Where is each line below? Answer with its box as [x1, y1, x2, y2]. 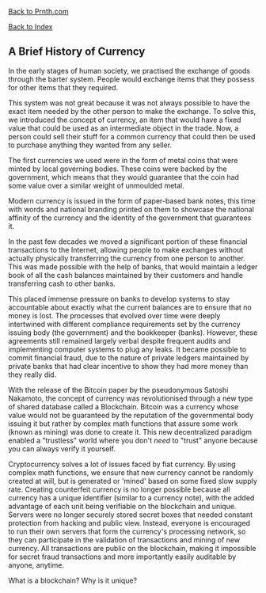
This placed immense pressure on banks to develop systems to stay [8, 294, 230, 303]
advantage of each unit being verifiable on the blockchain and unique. [8, 501, 237, 511]
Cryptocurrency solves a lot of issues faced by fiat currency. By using [8, 459, 236, 469]
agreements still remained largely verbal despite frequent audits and [8, 336, 231, 345]
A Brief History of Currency [8, 45, 146, 59]
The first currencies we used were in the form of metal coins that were [8, 155, 238, 165]
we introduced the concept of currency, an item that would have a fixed [8, 115, 241, 124]
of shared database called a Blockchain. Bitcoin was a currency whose [8, 401, 239, 411]
